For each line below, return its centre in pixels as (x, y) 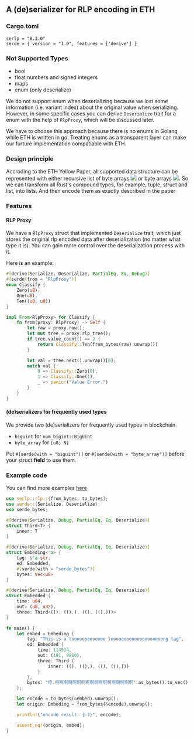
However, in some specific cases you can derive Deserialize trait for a (91, 113)
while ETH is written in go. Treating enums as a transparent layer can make (96, 137)
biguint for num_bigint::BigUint (53, 436)
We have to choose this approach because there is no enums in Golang (92, 131)
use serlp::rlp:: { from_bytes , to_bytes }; (57, 499)
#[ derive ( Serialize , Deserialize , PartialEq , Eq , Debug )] (78, 274)
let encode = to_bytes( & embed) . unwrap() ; (67, 699)
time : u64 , (30, 601)
